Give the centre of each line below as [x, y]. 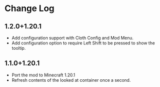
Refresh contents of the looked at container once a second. [71, 80]
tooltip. [19, 48]
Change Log [29, 8]
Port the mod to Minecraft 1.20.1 [44, 75]
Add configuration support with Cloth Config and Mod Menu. [72, 38]
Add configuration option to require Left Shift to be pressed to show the [83, 43]
